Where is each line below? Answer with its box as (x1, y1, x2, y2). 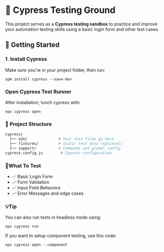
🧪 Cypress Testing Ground (5, 4, 115, 16)
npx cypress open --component (5, 243, 68, 248)
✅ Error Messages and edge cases (12, 190, 84, 196)
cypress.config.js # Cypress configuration (5, 150, 112, 155)
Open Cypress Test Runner (5, 88, 72, 95)
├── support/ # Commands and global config (9, 145, 121, 151)
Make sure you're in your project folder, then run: (5, 67, 106, 73)
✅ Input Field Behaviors (12, 184, 61, 191)
